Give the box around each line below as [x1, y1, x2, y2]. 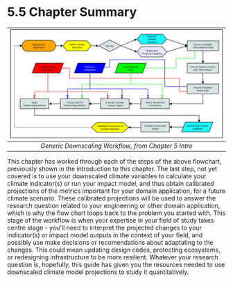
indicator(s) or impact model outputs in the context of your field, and [7, 230, 203, 239]
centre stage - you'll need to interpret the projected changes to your [7, 223, 202, 232]
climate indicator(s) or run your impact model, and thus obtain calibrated [7, 179, 214, 187]
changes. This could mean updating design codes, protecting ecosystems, [7, 246, 221, 254]
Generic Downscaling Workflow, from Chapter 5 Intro [40, 141, 193, 150]
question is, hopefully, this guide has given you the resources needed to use [7, 260, 225, 268]
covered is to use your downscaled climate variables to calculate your [7, 171, 207, 180]
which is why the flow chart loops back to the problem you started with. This [7, 209, 226, 217]
